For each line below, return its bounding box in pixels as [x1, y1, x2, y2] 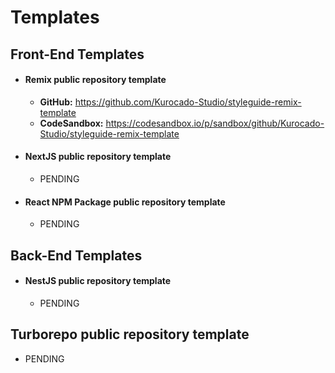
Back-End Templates [10, 247, 143, 264]
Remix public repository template [24, 74, 167, 86]
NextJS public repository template [24, 151, 172, 163]
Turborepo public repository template [10, 326, 250, 343]
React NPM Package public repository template [24, 196, 226, 208]
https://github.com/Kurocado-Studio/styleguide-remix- [74, 96, 302, 108]
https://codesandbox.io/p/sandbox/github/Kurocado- [105, 117, 325, 129]
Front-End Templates [10, 46, 145, 63]
